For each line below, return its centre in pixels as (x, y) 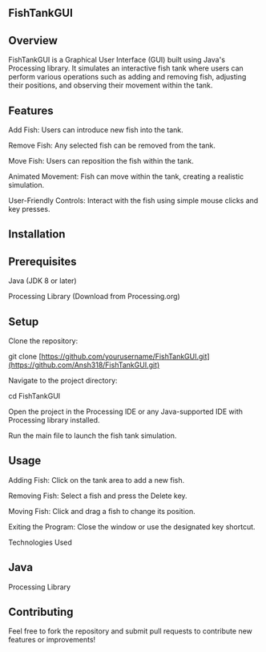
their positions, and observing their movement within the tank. (111, 85)
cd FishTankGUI (34, 396)
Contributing (41, 612)
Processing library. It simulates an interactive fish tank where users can (126, 68)
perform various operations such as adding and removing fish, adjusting (127, 77)
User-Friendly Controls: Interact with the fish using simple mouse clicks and (133, 200)
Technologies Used (40, 542)
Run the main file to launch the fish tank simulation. (93, 435)
